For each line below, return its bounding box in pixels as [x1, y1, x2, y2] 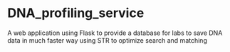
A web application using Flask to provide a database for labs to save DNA [7, 28, 223, 37]
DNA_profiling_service [7, 5, 145, 21]
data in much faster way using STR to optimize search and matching [7, 36, 208, 44]
